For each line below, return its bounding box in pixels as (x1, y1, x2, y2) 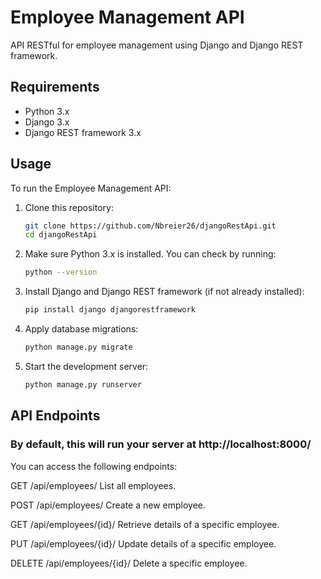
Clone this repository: (24, 201, 114, 213)
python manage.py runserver (24, 379, 142, 390)
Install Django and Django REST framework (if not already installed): (24, 286, 305, 298)
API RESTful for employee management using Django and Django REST (10, 39, 304, 51)
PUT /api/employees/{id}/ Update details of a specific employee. (10, 537, 277, 550)
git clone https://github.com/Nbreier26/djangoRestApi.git (24, 221, 277, 231)
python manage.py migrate (24, 342, 133, 353)
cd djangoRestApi (24, 230, 98, 240)
